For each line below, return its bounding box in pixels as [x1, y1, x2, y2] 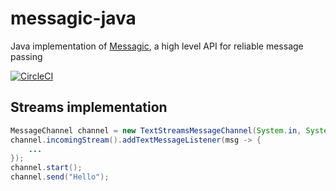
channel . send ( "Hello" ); [10, 172, 110, 182]
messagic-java [10, 7, 137, 30]
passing [10, 50, 43, 62]
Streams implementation [10, 99, 168, 116]
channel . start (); [10, 163, 83, 173]
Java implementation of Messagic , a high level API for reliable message [10, 40, 304, 52]
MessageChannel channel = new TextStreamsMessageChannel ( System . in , [10, 125, 302, 136]
